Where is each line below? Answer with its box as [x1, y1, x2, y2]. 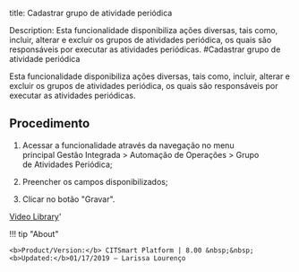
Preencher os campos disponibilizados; [21, 176, 168, 187]
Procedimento [9, 116, 90, 131]
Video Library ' [9, 211, 62, 222]
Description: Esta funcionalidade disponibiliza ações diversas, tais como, [9, 25, 278, 35]
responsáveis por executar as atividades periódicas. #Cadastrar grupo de [9, 44, 281, 55]
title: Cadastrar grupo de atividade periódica [9, 8, 173, 18]
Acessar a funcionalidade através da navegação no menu [21, 139, 235, 151]
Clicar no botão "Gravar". [21, 193, 115, 205]
